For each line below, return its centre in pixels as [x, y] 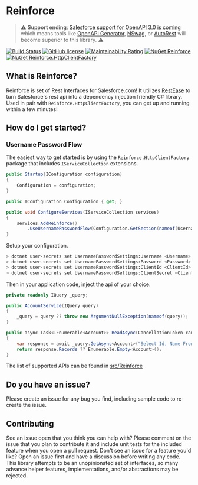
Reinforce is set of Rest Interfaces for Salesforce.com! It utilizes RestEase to [98, 90]
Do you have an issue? [48, 384]
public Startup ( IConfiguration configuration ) [64, 175]
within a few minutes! [32, 109]
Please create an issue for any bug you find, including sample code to [91, 399]
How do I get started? [46, 128]
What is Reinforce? [42, 76]
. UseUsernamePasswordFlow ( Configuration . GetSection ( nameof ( [103, 229]
